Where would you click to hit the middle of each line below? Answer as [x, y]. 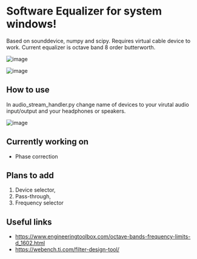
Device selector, [35, 190]
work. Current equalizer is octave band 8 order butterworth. [81, 47]
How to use [28, 90]
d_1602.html [30, 243]
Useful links [29, 222]
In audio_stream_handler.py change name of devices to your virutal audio [98, 104]
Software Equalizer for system [84, 11]
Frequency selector [39, 203]
